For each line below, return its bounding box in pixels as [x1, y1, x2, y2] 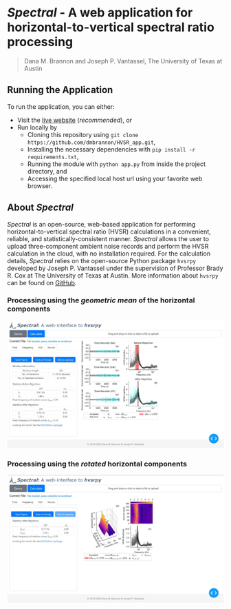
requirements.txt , [27, 152, 79, 161]
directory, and [27, 167, 67, 175]
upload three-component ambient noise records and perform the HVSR [7, 242, 209, 250]
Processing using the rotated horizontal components [7, 459, 188, 468]
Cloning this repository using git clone [27, 130, 139, 138]
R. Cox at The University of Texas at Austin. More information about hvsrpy [7, 271, 219, 280]
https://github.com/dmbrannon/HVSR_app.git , [27, 138, 156, 146]
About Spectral [7, 202, 74, 214]
